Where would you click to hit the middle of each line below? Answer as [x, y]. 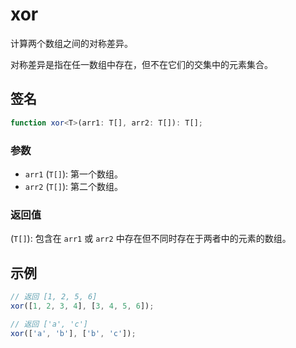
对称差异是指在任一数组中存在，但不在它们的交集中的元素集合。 [141, 64]
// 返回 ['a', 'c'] [49, 324]
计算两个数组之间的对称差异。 [71, 43]
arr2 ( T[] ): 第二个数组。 [74, 186]
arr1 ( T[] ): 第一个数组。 [74, 174]
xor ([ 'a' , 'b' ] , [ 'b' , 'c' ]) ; [73, 333]
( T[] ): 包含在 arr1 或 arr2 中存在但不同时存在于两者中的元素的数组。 [151, 239]
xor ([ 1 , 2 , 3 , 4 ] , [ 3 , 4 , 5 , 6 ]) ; [82, 306]
